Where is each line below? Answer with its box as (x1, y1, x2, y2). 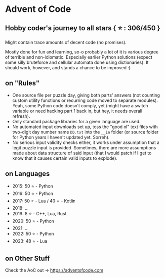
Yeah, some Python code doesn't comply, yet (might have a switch (12, 102, 148, 108)
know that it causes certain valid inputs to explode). (12, 155, 118, 161)
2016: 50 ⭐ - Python (12, 190, 53, 196)
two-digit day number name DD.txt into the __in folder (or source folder (12, 129, 159, 135)
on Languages (5, 170, 50, 178)
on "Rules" (5, 79, 40, 88)
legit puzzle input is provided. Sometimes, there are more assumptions (12, 144, 156, 150)
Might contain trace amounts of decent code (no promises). (5, 40, 127, 45)
